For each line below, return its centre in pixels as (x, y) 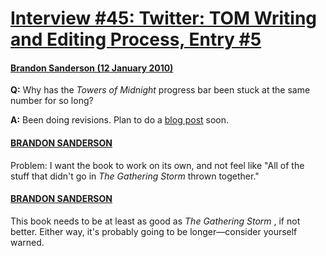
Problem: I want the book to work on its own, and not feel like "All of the (157, 165)
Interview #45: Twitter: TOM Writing (163, 18)
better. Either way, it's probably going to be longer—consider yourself (154, 231)
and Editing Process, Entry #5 (136, 39)
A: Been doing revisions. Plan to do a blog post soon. (120, 120)
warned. (27, 242)
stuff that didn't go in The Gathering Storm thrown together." (135, 176)
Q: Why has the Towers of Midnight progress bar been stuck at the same (160, 90)
